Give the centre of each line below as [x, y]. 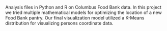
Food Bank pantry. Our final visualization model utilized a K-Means [75, 18]
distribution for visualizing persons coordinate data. [59, 23]
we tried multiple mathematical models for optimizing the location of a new [83, 12]
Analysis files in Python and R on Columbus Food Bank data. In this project [83, 7]
